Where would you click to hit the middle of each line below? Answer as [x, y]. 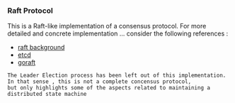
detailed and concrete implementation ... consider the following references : [118, 33]
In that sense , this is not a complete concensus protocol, [99, 82]
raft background [41, 48]
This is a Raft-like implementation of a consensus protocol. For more [107, 26]
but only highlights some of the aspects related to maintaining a [109, 88]
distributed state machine [47, 94]
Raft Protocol [30, 11]
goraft [27, 63]
